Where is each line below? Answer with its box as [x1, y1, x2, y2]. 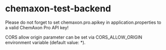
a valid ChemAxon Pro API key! [5, 24, 69, 30]
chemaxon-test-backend [5, 3, 111, 14]
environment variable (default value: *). [5, 39, 86, 45]
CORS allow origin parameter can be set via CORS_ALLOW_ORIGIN [5, 34, 143, 40]
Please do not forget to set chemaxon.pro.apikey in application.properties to [5, 19, 162, 25]
